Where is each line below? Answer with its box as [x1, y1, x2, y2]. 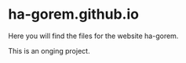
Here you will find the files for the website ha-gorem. [8, 31, 179, 40]
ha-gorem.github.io [8, 5, 140, 23]
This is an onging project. [8, 46, 90, 55]
